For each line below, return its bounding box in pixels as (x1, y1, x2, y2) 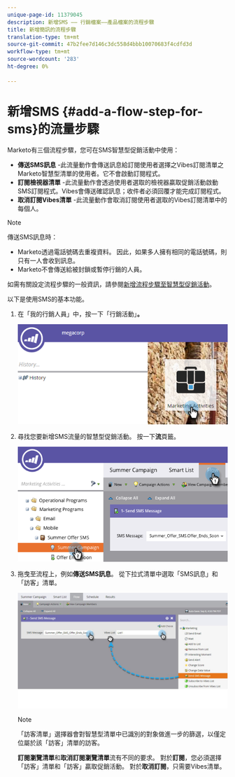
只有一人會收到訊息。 (17, 256, 79, 265)
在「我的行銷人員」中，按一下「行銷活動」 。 (17, 309, 143, 318)
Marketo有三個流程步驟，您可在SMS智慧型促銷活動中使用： (7, 146, 180, 154)
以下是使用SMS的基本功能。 (7, 295, 89, 303)
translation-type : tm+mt (7, 34, 80, 41)
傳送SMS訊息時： (7, 232, 58, 241)
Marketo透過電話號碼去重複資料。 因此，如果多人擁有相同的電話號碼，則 (17, 247, 227, 255)
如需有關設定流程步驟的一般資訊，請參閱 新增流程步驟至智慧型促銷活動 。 (7, 280, 215, 288)
